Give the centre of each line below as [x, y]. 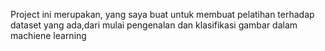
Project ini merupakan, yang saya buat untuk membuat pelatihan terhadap [162, 14]
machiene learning [48, 35]
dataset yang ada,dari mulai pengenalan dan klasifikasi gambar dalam [154, 25]
